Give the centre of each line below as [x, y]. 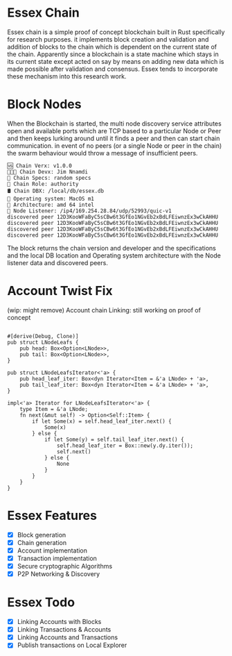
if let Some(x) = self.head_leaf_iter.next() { [102, 421]
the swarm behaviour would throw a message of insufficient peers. [102, 153]
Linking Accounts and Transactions [68, 637]
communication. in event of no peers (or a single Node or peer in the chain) [115, 145]
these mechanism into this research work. [67, 76]
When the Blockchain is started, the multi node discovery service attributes [114, 124]
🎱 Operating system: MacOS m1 [51, 199]
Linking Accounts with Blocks [59, 622]
